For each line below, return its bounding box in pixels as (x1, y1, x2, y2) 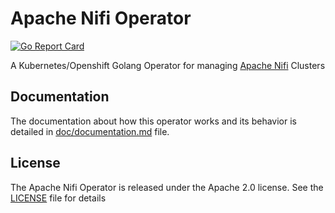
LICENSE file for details (10, 192, 107, 204)
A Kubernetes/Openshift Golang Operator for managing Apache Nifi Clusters (10, 59, 326, 71)
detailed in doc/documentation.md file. (10, 125, 170, 137)
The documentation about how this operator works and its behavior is (10, 115, 297, 127)
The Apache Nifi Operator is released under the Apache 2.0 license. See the (10, 181, 324, 193)
